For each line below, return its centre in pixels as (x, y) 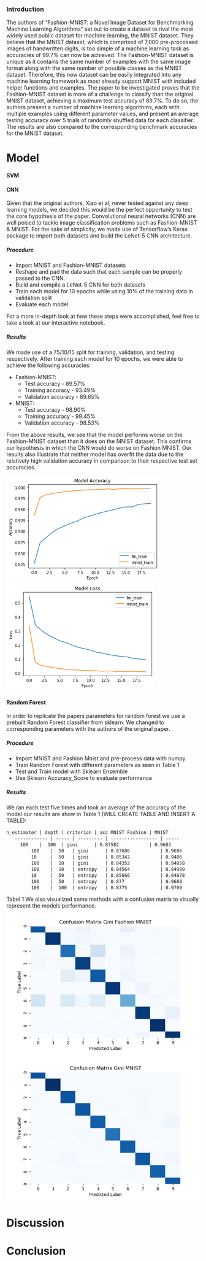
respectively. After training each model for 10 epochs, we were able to (95, 359)
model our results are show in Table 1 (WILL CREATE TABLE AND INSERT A (101, 814)
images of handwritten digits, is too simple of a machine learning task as (98, 48)
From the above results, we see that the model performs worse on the (94, 435)
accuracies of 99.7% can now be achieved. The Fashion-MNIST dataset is (100, 55)
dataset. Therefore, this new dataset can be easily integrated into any (94, 75)
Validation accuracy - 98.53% (62, 423)
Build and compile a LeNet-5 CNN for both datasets (80, 285)
